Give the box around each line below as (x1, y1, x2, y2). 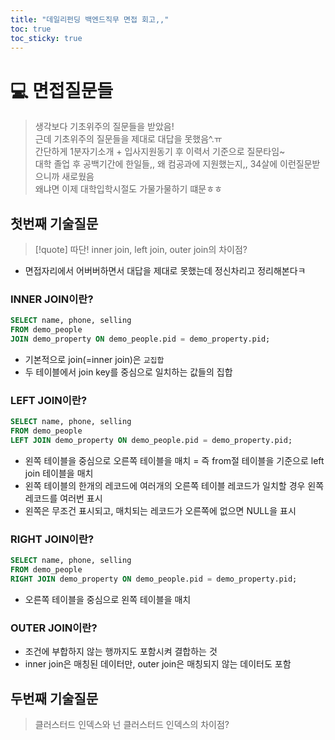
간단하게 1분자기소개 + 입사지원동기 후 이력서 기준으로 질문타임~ (34, 146, 286, 158)
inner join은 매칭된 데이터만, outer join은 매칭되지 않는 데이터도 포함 (24, 658, 292, 670)
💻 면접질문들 (10, 79, 114, 102)
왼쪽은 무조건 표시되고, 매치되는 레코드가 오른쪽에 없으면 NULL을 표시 (24, 504, 297, 516)
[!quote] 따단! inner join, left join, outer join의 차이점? (34, 244, 248, 256)
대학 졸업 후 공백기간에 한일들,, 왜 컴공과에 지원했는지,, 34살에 (34, 158, 278, 170)
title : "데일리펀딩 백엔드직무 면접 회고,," (10, 14, 170, 25)
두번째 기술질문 (10, 690, 99, 707)
